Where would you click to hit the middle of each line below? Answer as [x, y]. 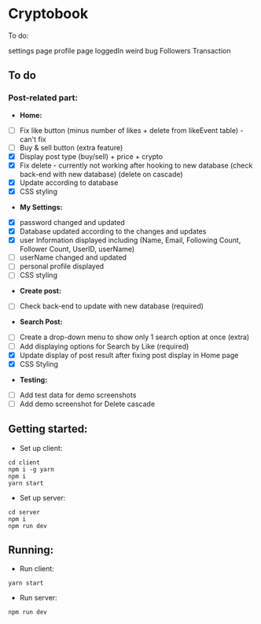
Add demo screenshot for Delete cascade [87, 404]
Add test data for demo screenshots [78, 395]
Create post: [40, 291]
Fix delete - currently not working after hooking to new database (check [136, 165]
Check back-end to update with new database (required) [112, 306]
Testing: [33, 379]
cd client [24, 462]
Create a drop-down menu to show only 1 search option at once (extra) [134, 337]
